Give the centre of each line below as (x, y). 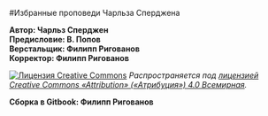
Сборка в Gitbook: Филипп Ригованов (81, 102)
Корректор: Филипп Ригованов (69, 58)
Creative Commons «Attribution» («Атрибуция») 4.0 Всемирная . (128, 85)
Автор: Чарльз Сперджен (59, 30)
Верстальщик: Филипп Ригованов (74, 49)
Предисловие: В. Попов (55, 39)
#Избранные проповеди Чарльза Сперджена (95, 13)
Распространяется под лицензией (194, 75)
